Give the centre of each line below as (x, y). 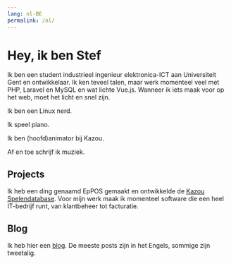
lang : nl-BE (25, 14)
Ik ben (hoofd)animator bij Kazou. (56, 138)
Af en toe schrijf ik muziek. (46, 152)
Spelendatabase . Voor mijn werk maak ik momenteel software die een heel (115, 199)
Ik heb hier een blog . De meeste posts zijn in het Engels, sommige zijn (109, 246)
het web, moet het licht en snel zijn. (59, 97)
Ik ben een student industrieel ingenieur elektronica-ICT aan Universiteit (112, 75)
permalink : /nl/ (31, 20)
